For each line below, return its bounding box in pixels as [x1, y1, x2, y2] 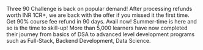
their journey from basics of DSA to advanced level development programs [6, 31, 195, 38]
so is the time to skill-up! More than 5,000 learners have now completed [6, 24, 188, 31]
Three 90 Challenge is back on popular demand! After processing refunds [6, 5, 193, 12]
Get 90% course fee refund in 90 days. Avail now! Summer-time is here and [6, 18, 197, 25]
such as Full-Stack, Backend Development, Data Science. [6, 37, 151, 44]
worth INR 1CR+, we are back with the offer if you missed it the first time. [6, 11, 190, 19]
